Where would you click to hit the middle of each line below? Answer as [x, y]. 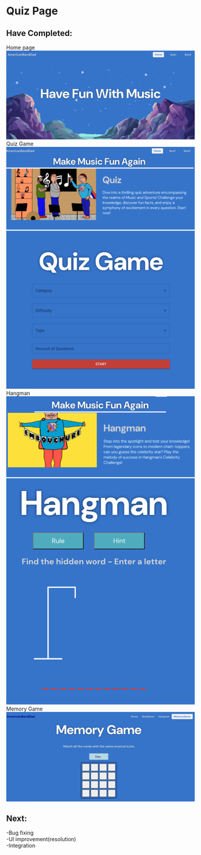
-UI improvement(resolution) [41, 839]
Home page [21, 47]
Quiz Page [32, 11]
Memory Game [25, 709]
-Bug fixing [20, 833]
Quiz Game [20, 144]
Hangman [18, 393]
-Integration [21, 845]
